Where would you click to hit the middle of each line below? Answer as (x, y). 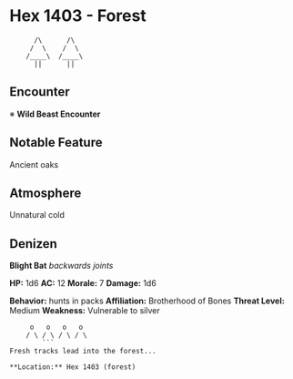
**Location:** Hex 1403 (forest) (73, 367)
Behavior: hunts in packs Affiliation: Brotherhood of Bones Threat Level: (147, 301)
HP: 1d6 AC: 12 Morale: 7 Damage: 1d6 (83, 283)
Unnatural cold (37, 215)
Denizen (33, 244)
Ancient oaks (34, 164)
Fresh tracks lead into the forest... (83, 352)
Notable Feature (56, 143)
